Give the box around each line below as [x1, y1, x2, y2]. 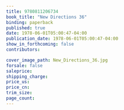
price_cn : [6, 84, 30, 91]
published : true [6, 25, 45, 31]
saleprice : [6, 68, 33, 74]
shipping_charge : [6, 74, 48, 80]
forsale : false [6, 63, 43, 68]
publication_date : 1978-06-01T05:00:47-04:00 [6, 36, 118, 42]
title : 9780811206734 [6, 8, 59, 15]
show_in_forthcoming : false [6, 42, 75, 47]
